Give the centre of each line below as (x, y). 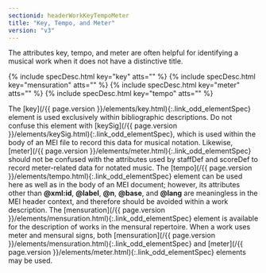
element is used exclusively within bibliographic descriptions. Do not (120, 117)
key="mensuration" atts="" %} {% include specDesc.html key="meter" (124, 85)
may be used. (31, 261)
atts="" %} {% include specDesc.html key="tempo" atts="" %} (111, 94)
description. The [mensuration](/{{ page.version (87, 210)
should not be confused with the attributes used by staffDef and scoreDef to (133, 160)
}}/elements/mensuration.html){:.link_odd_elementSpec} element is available (133, 218)
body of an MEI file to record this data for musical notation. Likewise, (121, 143)
